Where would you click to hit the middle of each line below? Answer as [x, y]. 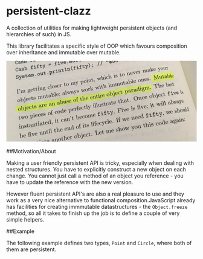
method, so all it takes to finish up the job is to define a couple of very [93, 213]
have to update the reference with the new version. [70, 182]
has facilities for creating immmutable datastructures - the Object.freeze [97, 207]
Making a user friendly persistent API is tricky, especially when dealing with [100, 163]
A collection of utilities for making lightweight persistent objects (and [92, 28]
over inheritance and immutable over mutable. [63, 52]
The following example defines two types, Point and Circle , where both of [99, 243]
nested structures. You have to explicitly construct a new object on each [96, 170]
